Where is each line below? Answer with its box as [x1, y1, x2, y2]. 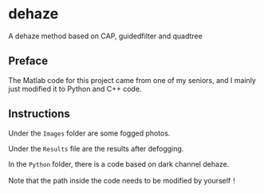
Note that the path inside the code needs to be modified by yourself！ [8, 175, 238, 185]
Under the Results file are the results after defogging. [8, 144, 184, 153]
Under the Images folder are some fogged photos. [8, 128, 171, 138]
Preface [8, 54, 49, 68]
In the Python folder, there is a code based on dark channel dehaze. [8, 159, 230, 168]
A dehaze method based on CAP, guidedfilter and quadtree [8, 31, 203, 41]
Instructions [8, 107, 70, 120]
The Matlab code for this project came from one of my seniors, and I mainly [8, 75, 257, 85]
